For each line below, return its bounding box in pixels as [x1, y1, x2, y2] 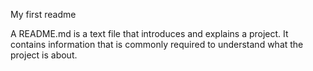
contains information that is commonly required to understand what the [10, 39, 304, 50]
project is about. [10, 49, 78, 61]
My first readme [10, 9, 77, 20]
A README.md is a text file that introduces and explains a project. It [10, 28, 289, 39]
